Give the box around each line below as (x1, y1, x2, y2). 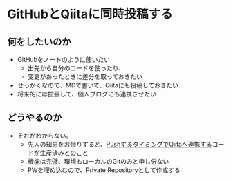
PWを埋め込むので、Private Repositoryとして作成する (27, 166, 181, 174)
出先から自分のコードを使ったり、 (27, 64, 125, 72)
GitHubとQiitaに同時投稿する (7, 6, 173, 22)
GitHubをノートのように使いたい (17, 56, 111, 63)
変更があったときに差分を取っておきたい (27, 73, 143, 81)
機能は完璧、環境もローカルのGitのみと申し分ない (27, 157, 169, 165)
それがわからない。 (17, 131, 73, 140)
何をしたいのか (7, 36, 71, 47)
